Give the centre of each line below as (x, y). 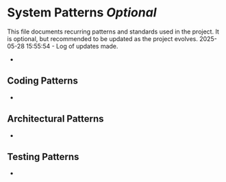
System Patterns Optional (82, 13)
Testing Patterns (43, 156)
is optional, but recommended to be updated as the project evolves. (103, 38)
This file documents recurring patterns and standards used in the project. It (113, 31)
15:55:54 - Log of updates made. (72, 46)
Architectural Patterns (55, 119)
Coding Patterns (43, 81)
